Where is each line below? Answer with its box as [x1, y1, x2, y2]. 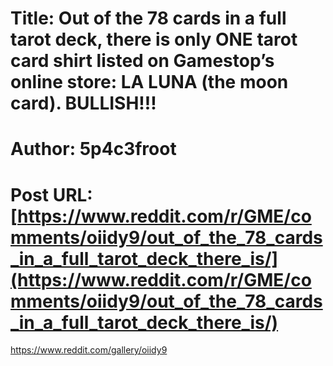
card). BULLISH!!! [10, 92, 157, 115]
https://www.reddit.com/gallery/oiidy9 [10, 344, 168, 356]
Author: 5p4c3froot [10, 138, 177, 161]
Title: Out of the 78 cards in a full [10, 7, 287, 30]
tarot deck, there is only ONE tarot [10, 28, 298, 51]
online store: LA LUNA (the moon [10, 71, 289, 94]
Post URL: [10, 183, 93, 206]
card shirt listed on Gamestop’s [10, 50, 275, 72]
